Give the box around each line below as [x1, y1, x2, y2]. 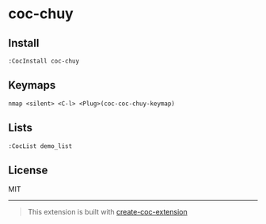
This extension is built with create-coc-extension [27, 207, 188, 217]
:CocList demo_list [8, 142, 73, 150]
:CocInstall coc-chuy [8, 57, 80, 65]
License [8, 164, 48, 177]
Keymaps [8, 78, 56, 92]
